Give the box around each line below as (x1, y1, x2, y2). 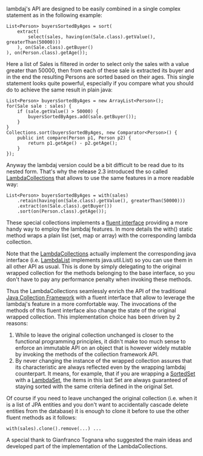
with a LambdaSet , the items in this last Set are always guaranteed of (15, 377, 188, 383)
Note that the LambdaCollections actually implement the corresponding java (6, 250, 196, 257)
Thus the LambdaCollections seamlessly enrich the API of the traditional (6, 288, 187, 294)
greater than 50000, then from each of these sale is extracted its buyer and (6, 67, 195, 74)
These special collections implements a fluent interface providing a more (6, 219, 188, 226)
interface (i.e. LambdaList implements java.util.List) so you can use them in (6, 257, 193, 263)
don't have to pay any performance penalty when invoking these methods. (6, 276, 193, 283)
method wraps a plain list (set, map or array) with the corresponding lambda (6, 232, 196, 239)
